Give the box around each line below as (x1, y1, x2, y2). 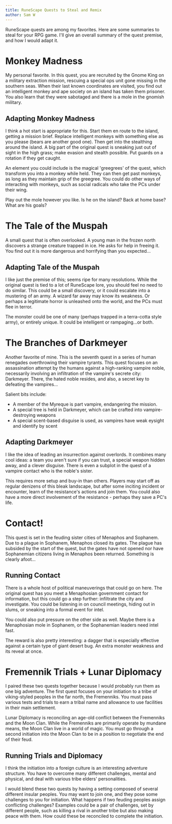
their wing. (5, 187, 28, 193)
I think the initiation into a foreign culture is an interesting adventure (5, 765, 147, 771)
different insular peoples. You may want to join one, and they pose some (5, 791, 158, 797)
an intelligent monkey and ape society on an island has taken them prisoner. (5, 88, 165, 95)
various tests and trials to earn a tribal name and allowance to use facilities (5, 699, 163, 706)
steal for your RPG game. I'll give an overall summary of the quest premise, (5, 32, 163, 38)
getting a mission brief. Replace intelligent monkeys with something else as (5, 133, 164, 139)
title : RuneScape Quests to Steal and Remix (5, 7, 102, 13)
